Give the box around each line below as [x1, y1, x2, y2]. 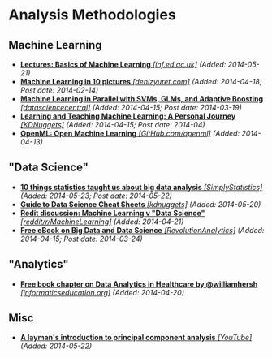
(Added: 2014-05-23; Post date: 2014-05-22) [19, 191, 173, 201]
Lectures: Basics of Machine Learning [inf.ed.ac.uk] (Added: [19, 59, 227, 69]
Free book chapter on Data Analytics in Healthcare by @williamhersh [19, 278, 258, 289]
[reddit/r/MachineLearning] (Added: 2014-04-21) [19, 217, 184, 226]
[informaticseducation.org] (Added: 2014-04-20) [19, 287, 185, 297]
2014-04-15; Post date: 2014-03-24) [19, 234, 144, 244]
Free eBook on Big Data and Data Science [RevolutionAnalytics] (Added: [19, 225, 265, 235]
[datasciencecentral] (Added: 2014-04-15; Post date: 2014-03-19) [19, 103, 242, 112]
